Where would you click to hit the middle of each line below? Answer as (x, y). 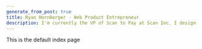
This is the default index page (43, 40)
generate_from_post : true (39, 12)
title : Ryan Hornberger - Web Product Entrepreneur (73, 17)
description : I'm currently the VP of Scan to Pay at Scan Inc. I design (101, 23)
